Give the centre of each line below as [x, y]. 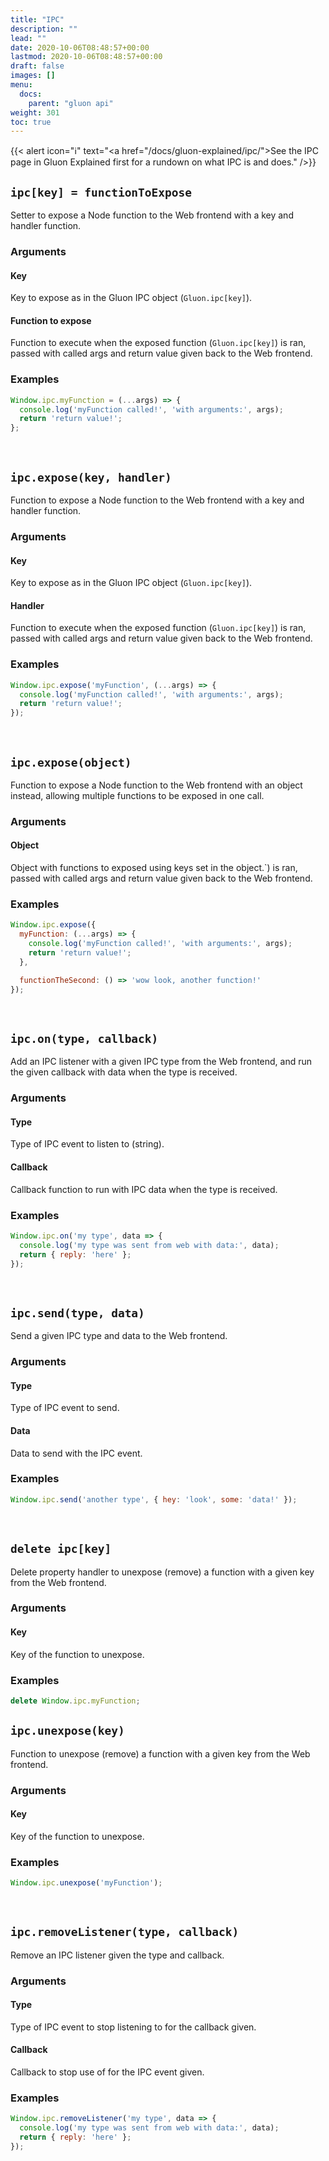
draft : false [37, 66]
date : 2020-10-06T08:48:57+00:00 [80, 47]
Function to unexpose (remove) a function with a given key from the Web [160, 1753]
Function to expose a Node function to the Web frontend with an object [156, 785]
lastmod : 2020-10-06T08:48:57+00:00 [86, 57]
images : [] [33, 76]
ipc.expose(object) [71, 762]
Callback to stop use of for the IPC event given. [107, 2072]
